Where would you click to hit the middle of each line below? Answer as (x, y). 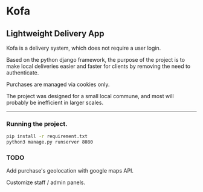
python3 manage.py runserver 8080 (50, 142)
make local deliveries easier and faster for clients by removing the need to (98, 66)
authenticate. (23, 73)
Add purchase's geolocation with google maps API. (70, 171)
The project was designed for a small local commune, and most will (90, 96)
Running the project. (37, 124)
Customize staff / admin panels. (46, 182)
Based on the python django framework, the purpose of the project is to (96, 60)
